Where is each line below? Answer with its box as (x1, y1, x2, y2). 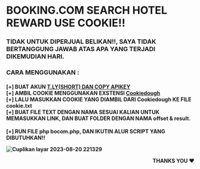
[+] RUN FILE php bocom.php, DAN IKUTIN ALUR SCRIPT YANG (6, 128, 165, 135)
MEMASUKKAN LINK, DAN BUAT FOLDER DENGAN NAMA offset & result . (6, 114, 191, 122)
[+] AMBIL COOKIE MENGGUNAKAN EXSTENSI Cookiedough (6, 89, 161, 96)
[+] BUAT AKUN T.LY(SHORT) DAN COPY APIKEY (6, 83, 131, 90)
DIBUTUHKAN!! (6, 134, 46, 142)
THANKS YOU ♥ (152, 157, 195, 164)
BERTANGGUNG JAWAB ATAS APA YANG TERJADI (6, 45, 156, 54)
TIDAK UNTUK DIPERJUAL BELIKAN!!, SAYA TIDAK (6, 37, 156, 46)
